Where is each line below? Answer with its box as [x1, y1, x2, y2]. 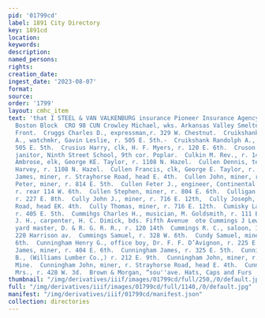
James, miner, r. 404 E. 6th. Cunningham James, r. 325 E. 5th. [15, 246, 235, 254]
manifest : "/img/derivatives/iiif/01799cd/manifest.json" [8, 290, 203, 298]
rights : [8, 63, 34, 71]
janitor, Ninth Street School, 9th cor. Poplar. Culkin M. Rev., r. [15, 151, 248, 159]
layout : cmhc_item [8, 107, 69, 115]
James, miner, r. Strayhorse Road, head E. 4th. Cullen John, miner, [15, 173, 252, 181]
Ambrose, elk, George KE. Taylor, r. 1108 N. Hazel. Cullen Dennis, [15, 159, 248, 166]
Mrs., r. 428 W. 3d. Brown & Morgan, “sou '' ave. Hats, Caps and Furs [15, 268, 252, 276]
